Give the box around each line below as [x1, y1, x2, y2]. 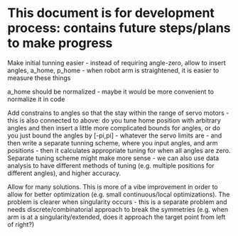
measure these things [7, 73, 71, 82]
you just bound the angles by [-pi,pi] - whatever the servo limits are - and [7, 131, 222, 140]
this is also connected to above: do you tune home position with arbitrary [7, 116, 222, 125]
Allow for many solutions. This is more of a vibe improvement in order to [7, 182, 218, 191]
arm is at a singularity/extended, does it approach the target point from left [7, 213, 226, 221]
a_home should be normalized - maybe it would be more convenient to [7, 87, 215, 96]
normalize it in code [7, 94, 65, 103]
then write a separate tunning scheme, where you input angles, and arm [7, 138, 218, 147]
